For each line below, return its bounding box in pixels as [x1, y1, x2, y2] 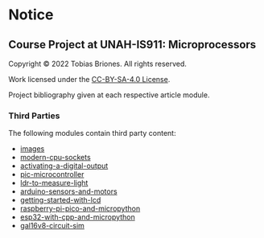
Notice [8, 6, 54, 24]
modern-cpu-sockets [19, 153, 91, 162]
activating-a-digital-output [19, 161, 109, 170]
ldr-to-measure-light [19, 178, 89, 188]
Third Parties [8, 110, 60, 121]
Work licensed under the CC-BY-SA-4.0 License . [8, 75, 171, 84]
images [19, 144, 45, 154]
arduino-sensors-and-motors [19, 187, 118, 196]
